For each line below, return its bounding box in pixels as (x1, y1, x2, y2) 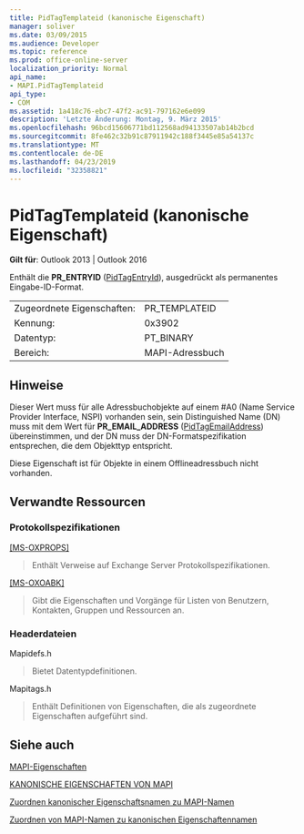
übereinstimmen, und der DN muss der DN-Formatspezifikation (9, 431, 248, 442)
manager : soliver (9, 22, 76, 31)
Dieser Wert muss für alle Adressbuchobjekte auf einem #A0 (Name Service (9, 402, 296, 412)
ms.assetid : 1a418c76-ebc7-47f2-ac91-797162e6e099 (9, 107, 206, 116)
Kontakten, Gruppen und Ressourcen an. (31, 605, 185, 615)
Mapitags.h (9, 684, 52, 695)
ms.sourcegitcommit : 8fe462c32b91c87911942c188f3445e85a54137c (9, 132, 255, 141)
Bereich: (14, 347, 50, 360)
